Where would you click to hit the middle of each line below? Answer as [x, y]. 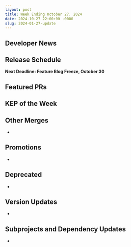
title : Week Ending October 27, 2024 [44, 14]
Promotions [23, 148]
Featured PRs [26, 87]
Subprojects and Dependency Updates [65, 229]
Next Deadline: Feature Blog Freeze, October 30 [55, 72]
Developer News [31, 43]
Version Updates [31, 202]
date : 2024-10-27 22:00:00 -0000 [39, 19]
